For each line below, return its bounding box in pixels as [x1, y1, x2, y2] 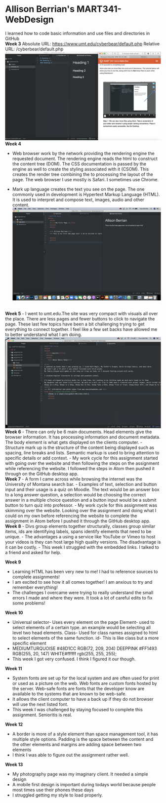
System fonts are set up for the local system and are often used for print [12, 675, 160, 681]
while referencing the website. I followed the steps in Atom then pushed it [5, 465, 155, 471]
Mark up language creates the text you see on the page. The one [12, 186, 145, 192]
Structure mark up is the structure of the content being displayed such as [5, 444, 155, 450]
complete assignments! [12, 574, 60, 580]
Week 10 [5, 609, 23, 615]
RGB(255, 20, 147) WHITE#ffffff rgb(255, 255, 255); [12, 650, 117, 656]
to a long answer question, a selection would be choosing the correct [5, 491, 146, 497]
